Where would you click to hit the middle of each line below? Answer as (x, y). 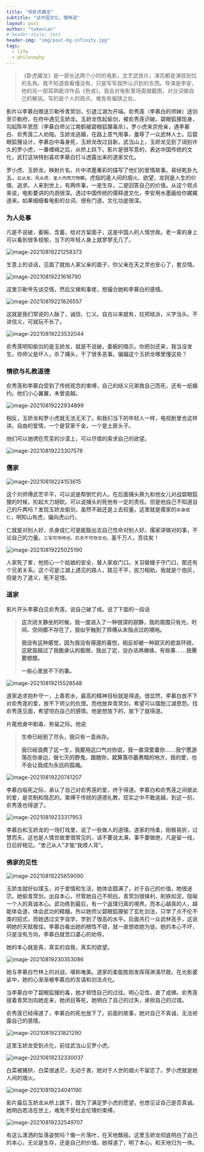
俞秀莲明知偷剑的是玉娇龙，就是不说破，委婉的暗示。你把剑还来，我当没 (97, 346)
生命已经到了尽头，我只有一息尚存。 (66, 737)
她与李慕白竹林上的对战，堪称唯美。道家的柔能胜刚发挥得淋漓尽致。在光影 (99, 972)
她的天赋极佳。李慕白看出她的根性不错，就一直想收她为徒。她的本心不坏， (104, 926)
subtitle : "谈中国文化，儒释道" (43, 18)
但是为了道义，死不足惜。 (38, 577)
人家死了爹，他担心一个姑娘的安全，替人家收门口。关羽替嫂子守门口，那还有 (102, 562)
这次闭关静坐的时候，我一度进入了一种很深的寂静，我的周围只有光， (106, 622)
